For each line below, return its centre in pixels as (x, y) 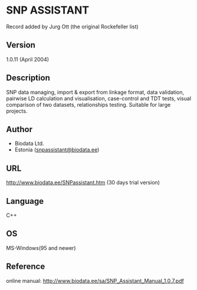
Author (19, 129)
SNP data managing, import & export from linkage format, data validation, (95, 92)
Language (25, 201)
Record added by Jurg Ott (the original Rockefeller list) (72, 27)
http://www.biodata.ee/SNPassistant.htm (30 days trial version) (83, 183)
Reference (26, 267)
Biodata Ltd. (29, 144)
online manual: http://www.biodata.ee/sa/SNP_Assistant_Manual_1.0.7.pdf (95, 281)
